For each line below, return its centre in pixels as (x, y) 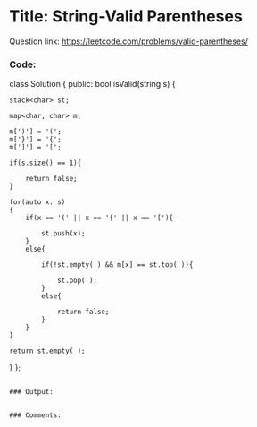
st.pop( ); (77, 281)
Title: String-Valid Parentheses (126, 17)
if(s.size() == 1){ (46, 163)
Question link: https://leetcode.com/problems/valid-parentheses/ (128, 41)
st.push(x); (64, 234)
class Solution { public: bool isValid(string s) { (92, 84)
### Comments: (36, 415)
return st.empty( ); (48, 351)
